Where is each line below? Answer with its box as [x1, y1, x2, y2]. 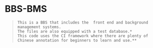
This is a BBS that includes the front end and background [17, 20, 148, 25]
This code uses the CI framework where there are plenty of [17, 33, 148, 38]
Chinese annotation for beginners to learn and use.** [17, 38, 137, 43]
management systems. [17, 24, 61, 30]
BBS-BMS [5, 3, 47, 15]
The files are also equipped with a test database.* [17, 29, 133, 34]
